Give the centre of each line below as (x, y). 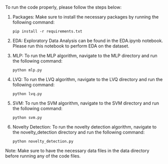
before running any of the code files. (43, 156)
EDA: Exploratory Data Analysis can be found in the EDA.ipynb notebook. (88, 40)
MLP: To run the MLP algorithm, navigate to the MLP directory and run (85, 55)
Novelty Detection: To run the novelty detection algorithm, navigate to (85, 127)
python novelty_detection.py (43, 141)
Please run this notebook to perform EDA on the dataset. (71, 46)
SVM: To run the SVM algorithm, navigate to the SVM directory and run (86, 103)
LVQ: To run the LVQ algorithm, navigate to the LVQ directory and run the (88, 79)
